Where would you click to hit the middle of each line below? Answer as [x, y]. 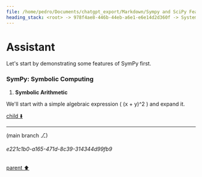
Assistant [31, 47]
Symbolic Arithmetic [41, 92]
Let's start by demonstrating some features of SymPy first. [79, 64]
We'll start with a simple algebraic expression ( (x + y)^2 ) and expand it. [96, 104]
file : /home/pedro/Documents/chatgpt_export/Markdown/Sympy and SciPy [96, 12]
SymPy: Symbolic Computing [50, 79]
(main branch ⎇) [27, 135]
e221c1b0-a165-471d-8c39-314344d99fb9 [59, 149]
